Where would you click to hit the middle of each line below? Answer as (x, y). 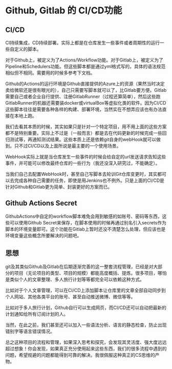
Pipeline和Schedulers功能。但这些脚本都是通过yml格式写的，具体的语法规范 (85, 66)
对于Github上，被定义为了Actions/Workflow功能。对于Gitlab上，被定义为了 (84, 60)
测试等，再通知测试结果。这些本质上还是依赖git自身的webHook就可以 (83, 139)
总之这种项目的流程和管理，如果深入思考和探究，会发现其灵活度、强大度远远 (86, 342)
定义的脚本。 (28, 49)
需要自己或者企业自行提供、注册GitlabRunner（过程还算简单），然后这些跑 (83, 96)
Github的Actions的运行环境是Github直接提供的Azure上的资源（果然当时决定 (85, 84)
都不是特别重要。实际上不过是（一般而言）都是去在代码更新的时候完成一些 (84, 133)
